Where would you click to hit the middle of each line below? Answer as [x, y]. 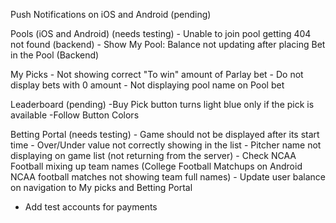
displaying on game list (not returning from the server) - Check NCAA [153, 155]
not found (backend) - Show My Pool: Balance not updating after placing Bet [168, 44]
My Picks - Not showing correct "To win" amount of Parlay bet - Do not [157, 74]
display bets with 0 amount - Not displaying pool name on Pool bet [147, 85]
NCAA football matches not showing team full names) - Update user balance [168, 177]
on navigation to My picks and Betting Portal [101, 187]
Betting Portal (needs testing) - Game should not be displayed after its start [165, 134]
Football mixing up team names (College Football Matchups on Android [156, 166]
